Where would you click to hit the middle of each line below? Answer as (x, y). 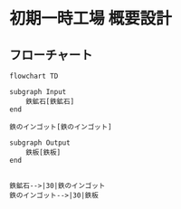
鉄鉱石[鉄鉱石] (50, 101)
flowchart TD (34, 76)
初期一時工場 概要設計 (90, 19)
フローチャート (51, 55)
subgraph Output (40, 143)
